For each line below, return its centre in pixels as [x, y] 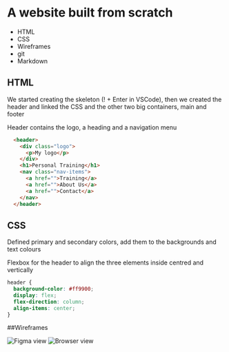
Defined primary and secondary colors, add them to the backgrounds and [112, 242]
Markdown [32, 61]
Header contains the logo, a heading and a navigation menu [92, 127]
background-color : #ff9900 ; [54, 289]
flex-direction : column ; [49, 302]
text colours [24, 249]
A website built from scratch [90, 13]
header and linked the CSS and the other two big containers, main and [107, 106]
